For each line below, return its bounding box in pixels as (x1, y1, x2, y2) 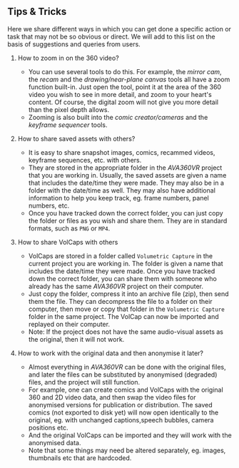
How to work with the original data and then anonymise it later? (17, 349, 204, 357)
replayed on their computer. (28, 320, 111, 328)
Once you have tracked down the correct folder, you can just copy (28, 208, 223, 217)
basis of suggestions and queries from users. (7, 39, 141, 49)
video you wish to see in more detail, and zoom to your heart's (28, 90, 212, 98)
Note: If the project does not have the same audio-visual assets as (28, 327, 223, 336)
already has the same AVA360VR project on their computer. (28, 282, 204, 290)
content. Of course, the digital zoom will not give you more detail (28, 98, 219, 106)
